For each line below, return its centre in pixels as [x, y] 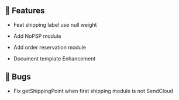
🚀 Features [25, 11]
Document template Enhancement [54, 58]
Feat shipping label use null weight [55, 24]
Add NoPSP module [37, 36]
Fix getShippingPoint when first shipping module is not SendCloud [93, 91]
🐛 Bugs [18, 77]
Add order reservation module [50, 47]
